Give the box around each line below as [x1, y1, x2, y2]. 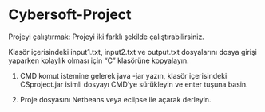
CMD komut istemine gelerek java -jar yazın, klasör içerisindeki [19, 71, 227, 80]
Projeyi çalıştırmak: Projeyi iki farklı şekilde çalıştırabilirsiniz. [8, 32, 205, 41]
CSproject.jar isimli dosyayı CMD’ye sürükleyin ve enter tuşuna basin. [19, 79, 249, 89]
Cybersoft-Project [8, 6, 132, 24]
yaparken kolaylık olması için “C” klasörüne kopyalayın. [8, 56, 189, 65]
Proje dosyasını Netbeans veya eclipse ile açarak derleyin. [19, 95, 212, 104]
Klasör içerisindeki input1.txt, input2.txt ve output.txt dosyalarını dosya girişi [8, 47, 257, 56]
